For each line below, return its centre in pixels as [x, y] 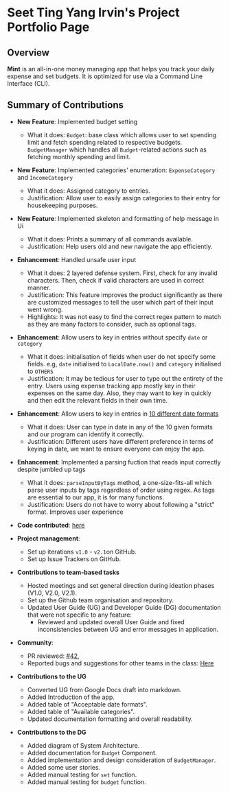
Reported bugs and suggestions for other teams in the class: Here [120, 663]
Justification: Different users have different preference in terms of [120, 441]
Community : [35, 642]
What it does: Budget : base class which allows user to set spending [122, 134]
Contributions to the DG [52, 732]
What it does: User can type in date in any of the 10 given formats [120, 427]
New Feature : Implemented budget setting [77, 121]
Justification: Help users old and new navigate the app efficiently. [120, 246]
